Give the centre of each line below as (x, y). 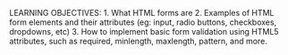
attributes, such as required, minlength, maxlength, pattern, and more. (139, 41)
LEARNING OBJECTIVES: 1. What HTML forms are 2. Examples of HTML (142, 13)
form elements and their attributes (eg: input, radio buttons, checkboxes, (143, 22)
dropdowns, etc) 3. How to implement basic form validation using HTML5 (144, 31)
